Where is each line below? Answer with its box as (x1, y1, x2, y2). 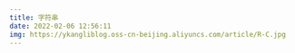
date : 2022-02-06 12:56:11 (9, 22, 112, 31)
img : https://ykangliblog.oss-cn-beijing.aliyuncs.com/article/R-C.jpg (9, 30, 286, 39)
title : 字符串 (9, 13, 59, 22)
